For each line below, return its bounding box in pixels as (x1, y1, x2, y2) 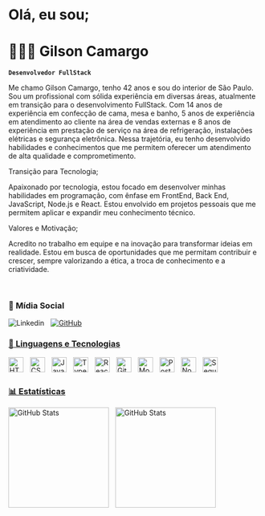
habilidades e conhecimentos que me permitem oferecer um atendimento (8, 143, 251, 152)
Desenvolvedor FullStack (8, 69, 92, 77)
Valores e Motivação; (8, 223, 79, 234)
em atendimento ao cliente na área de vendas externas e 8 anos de (8, 117, 231, 127)
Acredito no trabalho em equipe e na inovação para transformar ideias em (8, 239, 253, 249)
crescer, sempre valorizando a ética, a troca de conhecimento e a (8, 256, 226, 266)
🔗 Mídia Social (8, 300, 65, 311)
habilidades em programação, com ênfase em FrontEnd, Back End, (8, 191, 229, 201)
